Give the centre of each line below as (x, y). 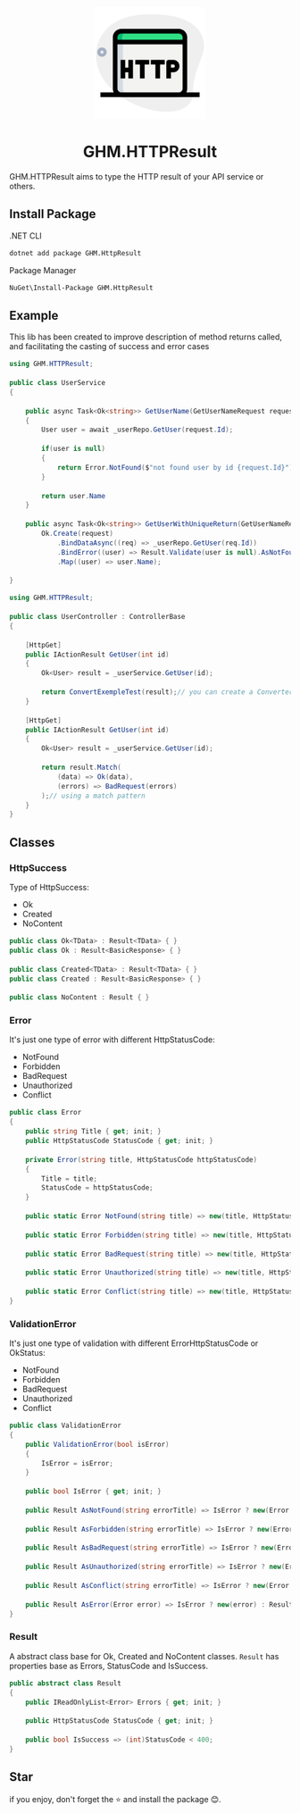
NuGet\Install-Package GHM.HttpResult (81, 288)
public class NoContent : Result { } (79, 998)
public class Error (46, 1113)
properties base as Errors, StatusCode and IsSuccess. (108, 1666)
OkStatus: (28, 1353)
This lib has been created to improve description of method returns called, (146, 337)
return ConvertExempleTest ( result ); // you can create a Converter (167, 692)
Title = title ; (70, 1178)
